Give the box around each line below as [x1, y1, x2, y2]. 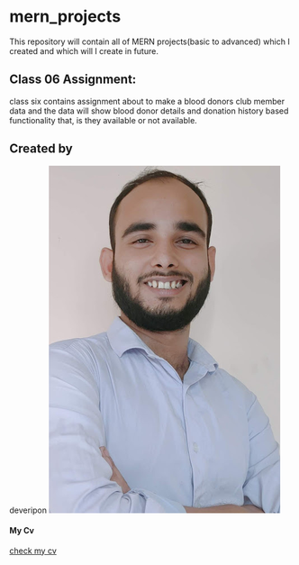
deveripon [9, 505, 48, 515]
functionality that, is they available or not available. [9, 114, 198, 125]
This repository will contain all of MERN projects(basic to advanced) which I [9, 36, 290, 47]
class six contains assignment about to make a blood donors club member [9, 96, 285, 106]
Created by [9, 141, 74, 157]
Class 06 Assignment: [9, 72, 137, 87]
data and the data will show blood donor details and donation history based [9, 105, 289, 116]
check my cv [9, 545, 57, 556]
